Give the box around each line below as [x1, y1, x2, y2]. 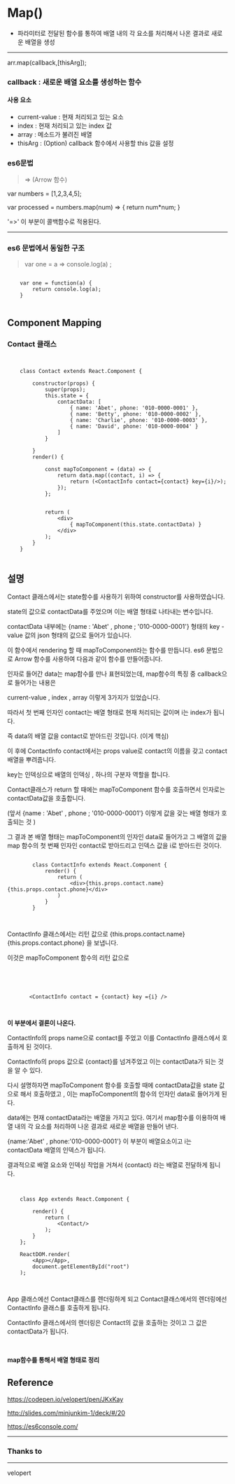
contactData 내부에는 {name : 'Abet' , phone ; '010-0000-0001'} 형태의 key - [7, 622, 225, 631]
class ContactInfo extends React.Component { [32, 862, 168, 869]
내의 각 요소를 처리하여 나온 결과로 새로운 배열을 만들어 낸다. [14, 1122, 179, 1131]
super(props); [44, 386, 86, 393]
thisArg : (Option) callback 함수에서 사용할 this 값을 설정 [17, 139, 174, 148]
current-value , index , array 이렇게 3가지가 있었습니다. [7, 693, 161, 702]
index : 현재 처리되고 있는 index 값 [17, 121, 112, 130]
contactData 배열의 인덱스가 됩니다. [7, 1146, 106, 1155]
